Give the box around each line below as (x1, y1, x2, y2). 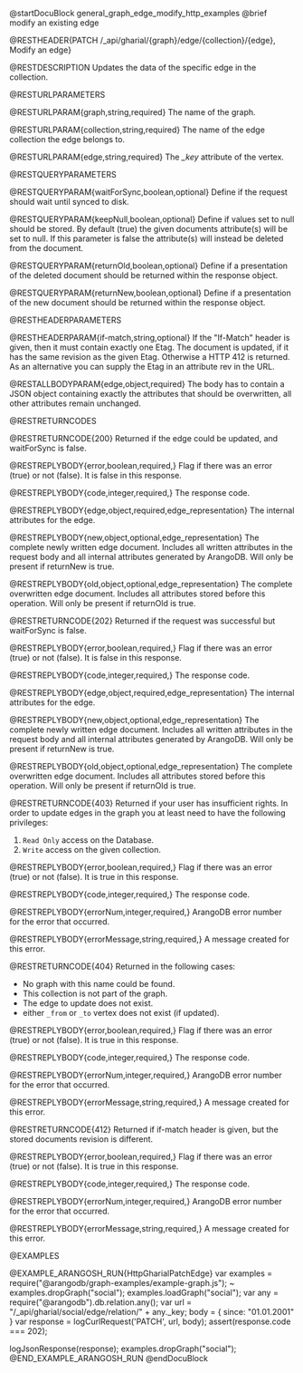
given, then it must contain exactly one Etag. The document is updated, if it (9, 342, 289, 353)
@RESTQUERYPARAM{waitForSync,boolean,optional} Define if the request (9, 187, 288, 198)
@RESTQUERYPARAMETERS (9, 169, 117, 179)
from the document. (9, 243, 84, 253)
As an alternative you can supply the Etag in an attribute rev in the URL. (9, 362, 275, 372)
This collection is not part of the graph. (22, 988, 168, 999)
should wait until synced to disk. (9, 197, 129, 207)
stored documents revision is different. (9, 1134, 154, 1145)
